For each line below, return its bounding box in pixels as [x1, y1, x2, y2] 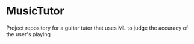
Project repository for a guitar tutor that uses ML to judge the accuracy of [6, 24, 189, 31]
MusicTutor [6, 4, 64, 18]
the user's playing [6, 30, 51, 37]
